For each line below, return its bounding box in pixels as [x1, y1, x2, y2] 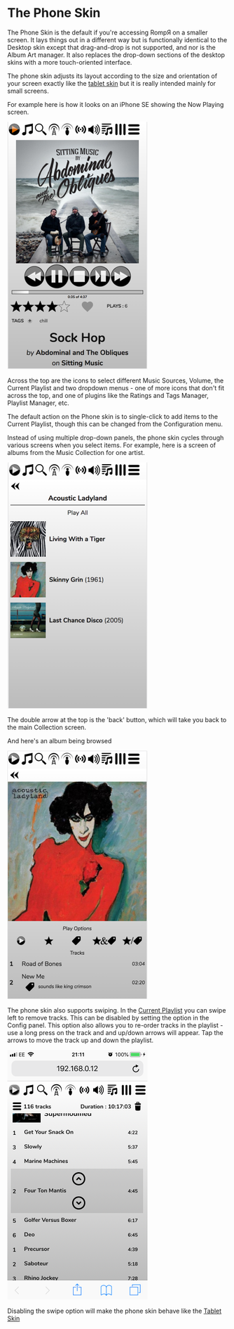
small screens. [7, 86, 49, 95]
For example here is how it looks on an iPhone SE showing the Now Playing [7, 100, 224, 108]
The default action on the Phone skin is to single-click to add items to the [7, 412, 219, 420]
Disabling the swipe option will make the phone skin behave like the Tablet [7, 1306, 222, 1315]
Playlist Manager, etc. [7, 399, 70, 407]
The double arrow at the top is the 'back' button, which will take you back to [7, 715, 227, 724]
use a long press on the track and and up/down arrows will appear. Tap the [7, 1028, 223, 1036]
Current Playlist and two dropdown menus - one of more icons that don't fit [7, 383, 224, 392]
